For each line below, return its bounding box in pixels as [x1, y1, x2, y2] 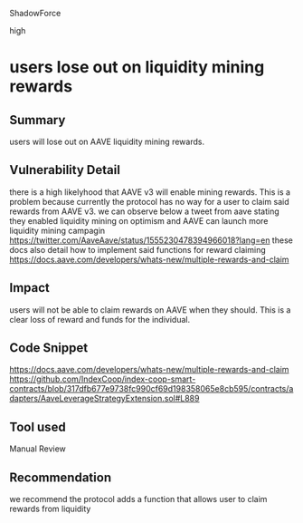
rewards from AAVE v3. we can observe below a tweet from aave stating [9, 206, 280, 217]
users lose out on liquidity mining [9, 57, 265, 78]
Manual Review [9, 443, 66, 454]
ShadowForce [9, 8, 62, 18]
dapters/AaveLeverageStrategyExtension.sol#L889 [9, 393, 200, 404]
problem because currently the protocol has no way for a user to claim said [9, 196, 289, 207]
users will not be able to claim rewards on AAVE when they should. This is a [9, 304, 291, 315]
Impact [9, 280, 50, 295]
